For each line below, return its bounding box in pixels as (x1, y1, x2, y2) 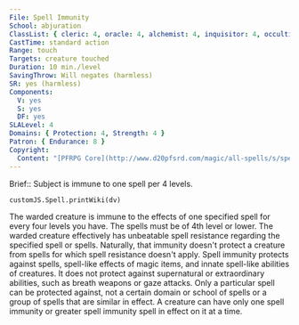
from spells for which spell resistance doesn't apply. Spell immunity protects (9, 248, 289, 259)
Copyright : (9, 145, 50, 154)
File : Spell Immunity (9, 12, 90, 22)
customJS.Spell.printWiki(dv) (9, 195, 122, 205)
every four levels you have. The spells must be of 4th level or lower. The (9, 220, 274, 232)
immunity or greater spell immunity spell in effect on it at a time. (9, 305, 243, 316)
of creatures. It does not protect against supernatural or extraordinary (9, 268, 265, 279)
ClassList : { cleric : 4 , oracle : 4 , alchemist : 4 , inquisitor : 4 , (9, 29, 261, 38)
